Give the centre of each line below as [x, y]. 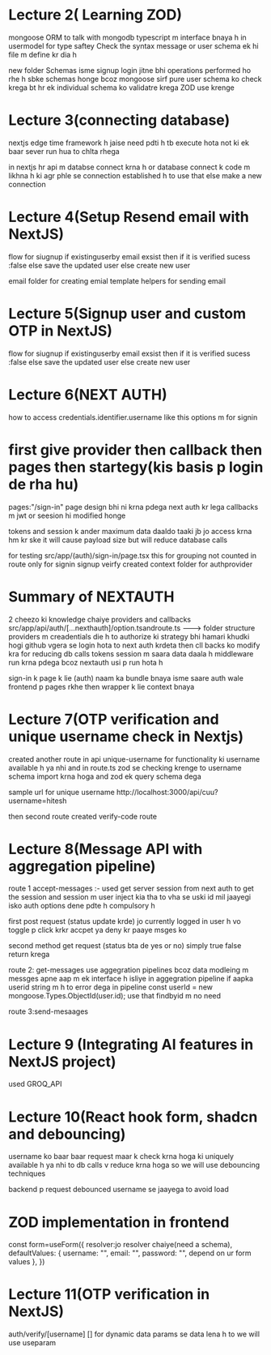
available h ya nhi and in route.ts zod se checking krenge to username [125, 767]
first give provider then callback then [135, 449]
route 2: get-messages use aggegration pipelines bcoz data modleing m [129, 970]
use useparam [32, 1343]
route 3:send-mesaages [49, 1011]
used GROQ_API [35, 1084]
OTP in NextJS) [61, 331]
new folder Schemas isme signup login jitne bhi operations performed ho [130, 70]
